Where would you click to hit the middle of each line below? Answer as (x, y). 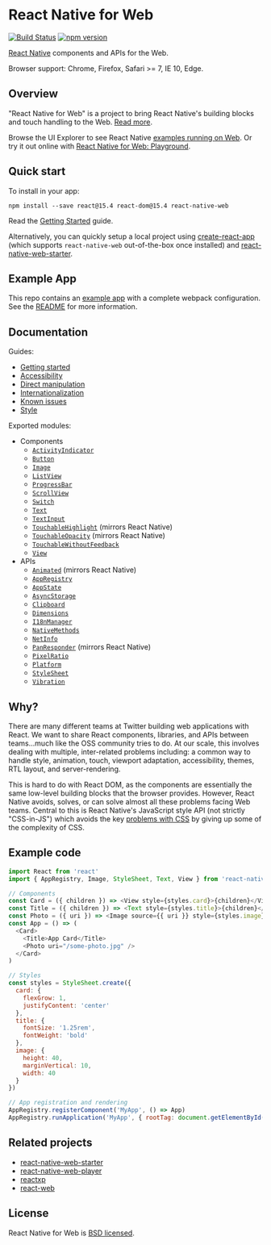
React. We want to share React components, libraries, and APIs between (129, 735)
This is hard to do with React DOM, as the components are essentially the (130, 785)
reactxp (33, 1179)
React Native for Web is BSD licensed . (71, 1233)
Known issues (43, 402)
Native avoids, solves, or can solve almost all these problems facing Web (129, 802)
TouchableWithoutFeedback (75, 545)
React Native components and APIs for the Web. (89, 52)
